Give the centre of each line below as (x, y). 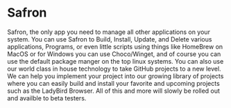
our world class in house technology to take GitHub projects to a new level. (114, 69)
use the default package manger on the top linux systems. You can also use (115, 61)
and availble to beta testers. (47, 98)
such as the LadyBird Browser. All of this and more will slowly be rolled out (114, 91)
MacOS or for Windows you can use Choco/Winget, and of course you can (114, 54)
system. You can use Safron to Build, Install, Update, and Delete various (110, 39)
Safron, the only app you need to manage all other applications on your (109, 32)
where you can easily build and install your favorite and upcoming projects (113, 83)
